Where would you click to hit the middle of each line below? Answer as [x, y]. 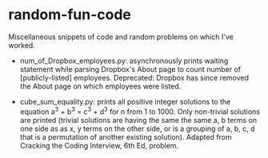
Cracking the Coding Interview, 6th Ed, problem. [99, 145]
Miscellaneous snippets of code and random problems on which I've [121, 37]
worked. [22, 45]
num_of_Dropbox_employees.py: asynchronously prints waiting [124, 61]
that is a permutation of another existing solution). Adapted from [126, 136]
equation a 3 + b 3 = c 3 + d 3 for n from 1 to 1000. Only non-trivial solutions [140, 111]
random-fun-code [70, 15]
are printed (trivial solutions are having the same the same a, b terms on [138, 120]
